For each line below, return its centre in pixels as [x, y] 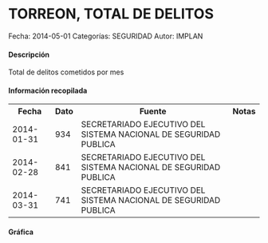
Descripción [29, 54]
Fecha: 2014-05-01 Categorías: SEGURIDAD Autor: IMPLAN [106, 36]
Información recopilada [48, 90]
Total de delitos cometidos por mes [66, 72]
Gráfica [21, 232]
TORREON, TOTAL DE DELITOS [111, 14]
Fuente [153, 111]
